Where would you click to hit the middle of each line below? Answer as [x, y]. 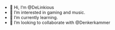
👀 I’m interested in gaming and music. [47, 12]
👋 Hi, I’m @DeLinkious [32, 7]
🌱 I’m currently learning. [34, 17]
